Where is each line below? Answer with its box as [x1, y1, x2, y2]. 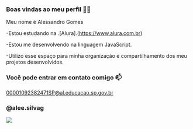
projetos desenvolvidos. [6, 58, 64, 66]
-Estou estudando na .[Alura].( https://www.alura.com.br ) [6, 30, 143, 37]
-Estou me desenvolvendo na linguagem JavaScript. [6, 41, 132, 48]
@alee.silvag [6, 103, 44, 111]
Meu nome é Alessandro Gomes [6, 19, 84, 26]
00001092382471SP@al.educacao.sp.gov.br [6, 89, 114, 96]
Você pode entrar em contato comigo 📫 [6, 74, 122, 82]
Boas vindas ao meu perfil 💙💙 [6, 5, 91, 13]
